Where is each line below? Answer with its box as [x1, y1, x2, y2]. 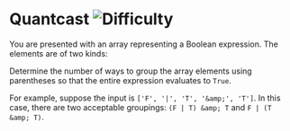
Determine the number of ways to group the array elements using [9, 65, 252, 76]
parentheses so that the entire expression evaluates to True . [9, 74, 231, 85]
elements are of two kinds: [9, 48, 108, 58]
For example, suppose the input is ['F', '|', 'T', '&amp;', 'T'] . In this [9, 92, 281, 103]
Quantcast [9, 9, 90, 30]
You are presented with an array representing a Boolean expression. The [9, 39, 279, 49]
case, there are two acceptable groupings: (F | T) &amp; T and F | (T [9, 101, 272, 112]
